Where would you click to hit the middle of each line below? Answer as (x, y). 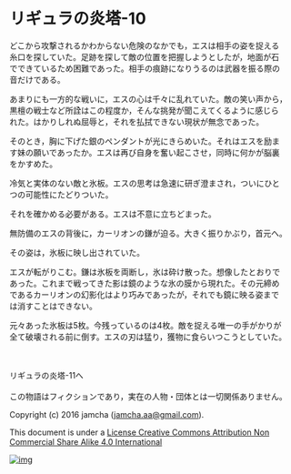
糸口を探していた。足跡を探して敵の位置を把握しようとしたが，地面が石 (145, 56)
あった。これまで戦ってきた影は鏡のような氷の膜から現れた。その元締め (145, 283)
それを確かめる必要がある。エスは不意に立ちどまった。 (113, 214)
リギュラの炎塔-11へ (46, 375)
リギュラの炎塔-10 (78, 19)
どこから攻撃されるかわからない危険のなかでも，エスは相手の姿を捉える (145, 45)
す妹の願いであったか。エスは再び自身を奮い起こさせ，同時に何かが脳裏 (145, 152)
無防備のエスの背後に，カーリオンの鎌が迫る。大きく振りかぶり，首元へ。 (149, 233)
